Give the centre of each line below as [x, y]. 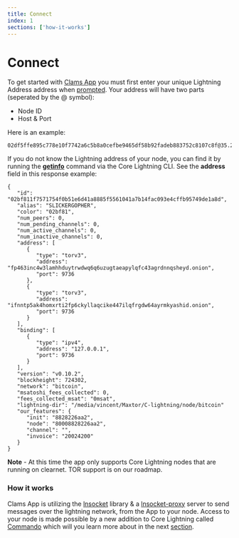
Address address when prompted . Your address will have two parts [106, 90]
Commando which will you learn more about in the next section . [101, 526]
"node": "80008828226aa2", [66, 424]
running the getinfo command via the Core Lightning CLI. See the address [116, 166]
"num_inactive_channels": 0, [60, 237]
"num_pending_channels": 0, [58, 224]
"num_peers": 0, [41, 218]
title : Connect [30, 14]
